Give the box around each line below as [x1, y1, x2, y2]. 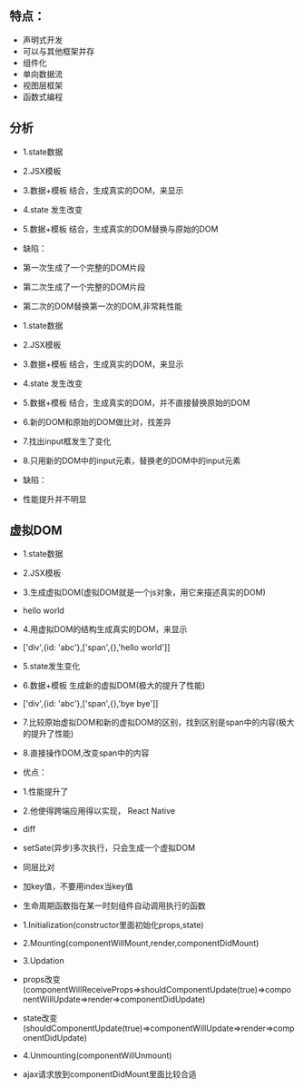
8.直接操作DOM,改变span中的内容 [22, 747, 150, 758]
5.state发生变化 [22, 661, 81, 672]
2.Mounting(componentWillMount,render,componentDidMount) [22, 938, 260, 949]
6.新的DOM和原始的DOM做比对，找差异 [22, 416, 172, 427]
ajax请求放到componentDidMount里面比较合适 [22, 1069, 197, 1080]
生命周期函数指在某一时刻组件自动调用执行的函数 [22, 900, 206, 911]
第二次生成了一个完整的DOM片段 [22, 281, 146, 292]
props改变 [22, 974, 61, 985]
